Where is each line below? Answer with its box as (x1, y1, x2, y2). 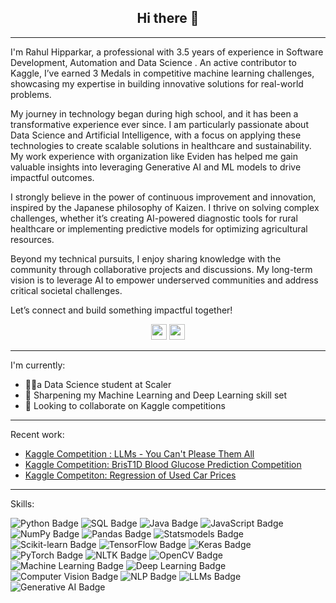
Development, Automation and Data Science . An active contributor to (10, 56, 297, 68)
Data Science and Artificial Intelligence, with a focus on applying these (10, 129, 302, 141)
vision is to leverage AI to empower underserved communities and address (10, 274, 319, 286)
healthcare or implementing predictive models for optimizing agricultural (10, 222, 308, 235)
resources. (10, 233, 55, 245)
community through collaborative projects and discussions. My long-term (10, 263, 313, 275)
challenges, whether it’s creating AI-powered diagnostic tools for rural (10, 212, 298, 224)
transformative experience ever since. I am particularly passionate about (10, 118, 309, 130)
